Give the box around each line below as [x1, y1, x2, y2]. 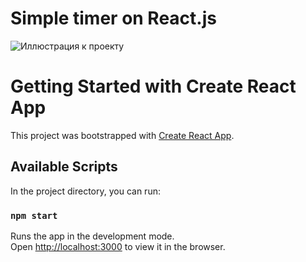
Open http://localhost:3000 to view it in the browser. [10, 240, 226, 252]
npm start [10, 210, 58, 221]
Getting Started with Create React [10, 75, 297, 98]
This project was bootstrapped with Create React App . [10, 129, 235, 141]
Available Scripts [10, 158, 118, 176]
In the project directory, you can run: [10, 185, 161, 197]
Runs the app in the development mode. [10, 230, 175, 242]
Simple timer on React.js [10, 7, 217, 30]
